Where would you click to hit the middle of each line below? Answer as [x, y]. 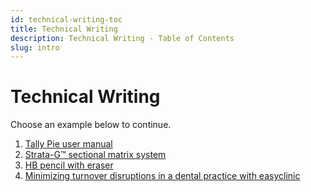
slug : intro [35, 47]
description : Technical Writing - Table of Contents [122, 38]
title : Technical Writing [64, 29]
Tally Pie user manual [68, 144]
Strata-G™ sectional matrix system [95, 155]
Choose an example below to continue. [91, 125]
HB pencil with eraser [69, 165]
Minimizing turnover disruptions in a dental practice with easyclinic [162, 176]
